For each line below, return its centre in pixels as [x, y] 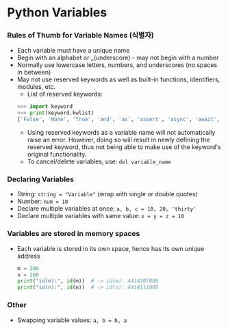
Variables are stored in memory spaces [74, 234]
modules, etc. [36, 87]
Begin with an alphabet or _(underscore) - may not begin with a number [118, 58]
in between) [34, 72]
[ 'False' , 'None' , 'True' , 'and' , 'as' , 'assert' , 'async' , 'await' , [118, 120]
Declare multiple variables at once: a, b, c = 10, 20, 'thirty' [106, 209]
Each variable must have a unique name [73, 51]
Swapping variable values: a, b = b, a [72, 320]
